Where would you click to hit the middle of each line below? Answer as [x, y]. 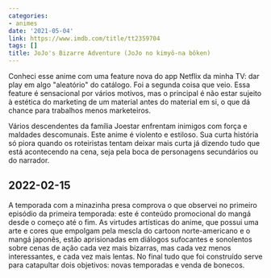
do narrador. [29, 160]
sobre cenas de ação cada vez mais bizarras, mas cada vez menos [120, 247]
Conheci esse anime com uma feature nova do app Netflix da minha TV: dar [134, 76]
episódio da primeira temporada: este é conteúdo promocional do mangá [130, 214]
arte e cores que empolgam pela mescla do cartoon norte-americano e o [129, 230]
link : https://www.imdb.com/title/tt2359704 [84, 38]
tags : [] [23, 46]
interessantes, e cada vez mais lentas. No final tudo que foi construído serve [135, 256]
